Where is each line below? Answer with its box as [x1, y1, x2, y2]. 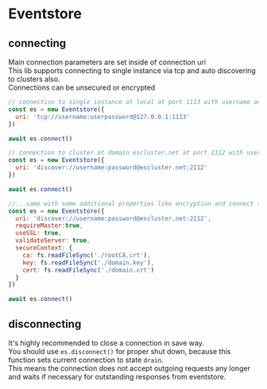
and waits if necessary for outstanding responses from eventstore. [8, 372, 226, 381]
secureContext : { [15, 244, 73, 252]
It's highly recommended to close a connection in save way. [8, 338, 204, 348]
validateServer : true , [15, 237, 91, 245]
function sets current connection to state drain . [8, 355, 164, 364]
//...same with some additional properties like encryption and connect [8, 199, 254, 207]
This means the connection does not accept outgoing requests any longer [8, 363, 250, 373]
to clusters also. [8, 75, 61, 83]
